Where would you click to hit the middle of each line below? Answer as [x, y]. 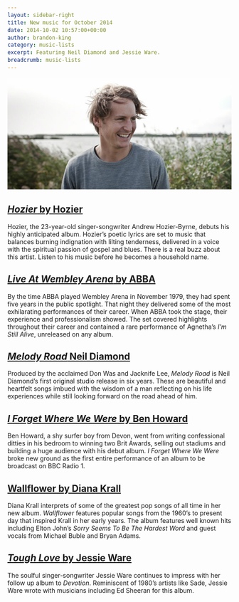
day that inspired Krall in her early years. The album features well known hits [119, 520]
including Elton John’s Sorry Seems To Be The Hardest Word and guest [112, 528]
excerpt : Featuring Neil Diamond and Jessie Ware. [84, 53]
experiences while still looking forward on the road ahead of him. [102, 396]
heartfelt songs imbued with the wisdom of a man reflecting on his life [110, 389]
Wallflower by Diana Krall [64, 489]
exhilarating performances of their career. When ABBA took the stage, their [117, 311]
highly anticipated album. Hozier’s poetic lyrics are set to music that [107, 234]
